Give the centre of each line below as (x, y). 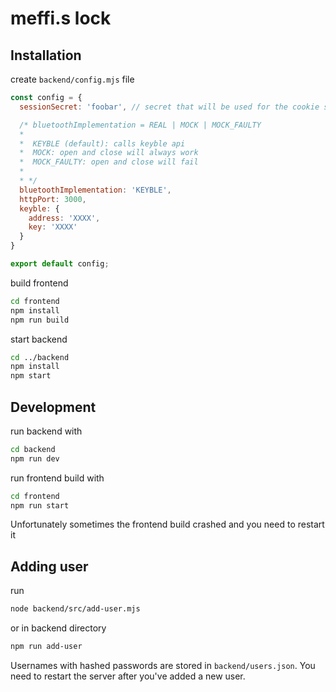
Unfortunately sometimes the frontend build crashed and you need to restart (167, 524)
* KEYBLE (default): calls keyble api (102, 143)
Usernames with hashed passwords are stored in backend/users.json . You (163, 665)
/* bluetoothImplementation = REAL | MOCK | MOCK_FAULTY (140, 125)
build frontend (39, 283)
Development (53, 407)
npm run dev (35, 458)
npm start (31, 376)
